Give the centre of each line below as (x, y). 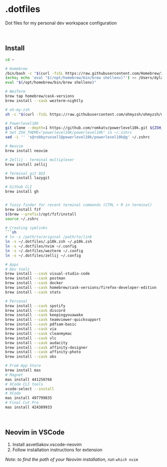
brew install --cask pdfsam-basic (41, 324)
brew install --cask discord (35, 310)
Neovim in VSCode (35, 432)
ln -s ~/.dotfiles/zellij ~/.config (43, 255)
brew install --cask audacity (37, 343)
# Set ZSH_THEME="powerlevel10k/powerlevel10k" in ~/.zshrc (69, 133)
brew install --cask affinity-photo (43, 352)
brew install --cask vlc (31, 338)
